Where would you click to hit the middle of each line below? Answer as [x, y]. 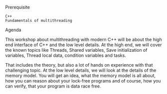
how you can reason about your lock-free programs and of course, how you [83, 81]
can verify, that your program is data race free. [53, 86]
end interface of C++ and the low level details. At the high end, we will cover [83, 45]
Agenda [13, 30]
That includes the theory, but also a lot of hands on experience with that [79, 65]
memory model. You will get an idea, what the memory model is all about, [81, 76]
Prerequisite [17, 7]
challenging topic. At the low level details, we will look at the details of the [81, 70]
